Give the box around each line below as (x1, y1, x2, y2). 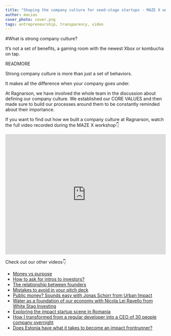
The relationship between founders (12, 282, 87, 288)
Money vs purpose (12, 271, 52, 277)
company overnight (12, 319, 54, 326)
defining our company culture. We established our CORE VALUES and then (5, 96, 162, 102)
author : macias (5, 12, 38, 17)
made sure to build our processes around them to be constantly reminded (5, 101, 160, 107)
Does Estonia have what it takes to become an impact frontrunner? (12, 325, 153, 331)
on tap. (5, 51, 20, 57)
